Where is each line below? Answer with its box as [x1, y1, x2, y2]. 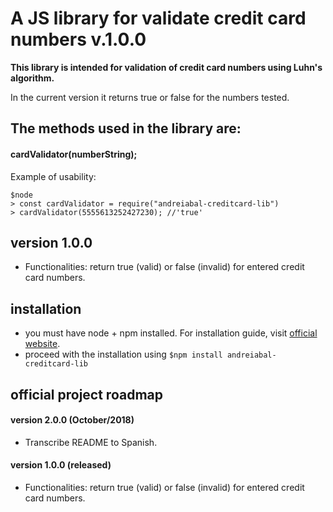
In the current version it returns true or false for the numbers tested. [10, 91, 290, 103]
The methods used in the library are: [10, 120, 242, 137]
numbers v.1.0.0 [10, 28, 147, 51]
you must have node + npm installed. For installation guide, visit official [24, 327, 318, 339]
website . [24, 338, 61, 350]
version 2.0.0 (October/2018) [10, 414, 135, 426]
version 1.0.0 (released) [10, 459, 112, 471]
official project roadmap [10, 386, 164, 403]
